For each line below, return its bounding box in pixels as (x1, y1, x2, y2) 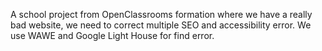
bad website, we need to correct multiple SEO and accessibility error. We (10, 19, 312, 31)
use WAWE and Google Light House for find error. (10, 30, 215, 41)
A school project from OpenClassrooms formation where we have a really (10, 9, 313, 20)
